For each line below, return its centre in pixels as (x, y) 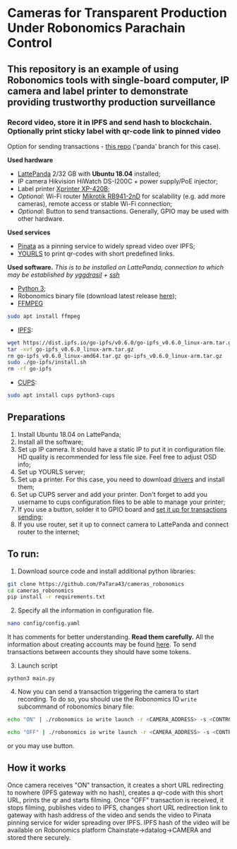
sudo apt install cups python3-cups (61, 396)
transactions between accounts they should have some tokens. (99, 652)
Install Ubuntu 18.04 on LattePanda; (69, 434)
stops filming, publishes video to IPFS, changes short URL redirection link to (117, 807)
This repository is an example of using (93, 69)
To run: (23, 554)
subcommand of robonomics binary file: (75, 706)
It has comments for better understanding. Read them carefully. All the (111, 637)
